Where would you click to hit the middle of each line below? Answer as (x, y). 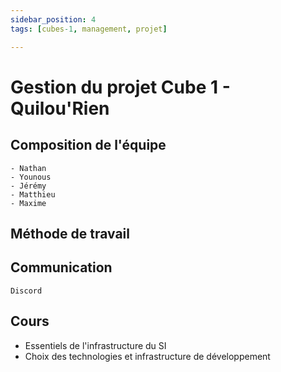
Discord (26, 291)
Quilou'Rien (60, 108)
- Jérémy (28, 186)
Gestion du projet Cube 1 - (120, 87)
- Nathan (28, 168)
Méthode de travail (70, 233)
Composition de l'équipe (88, 145)
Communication (61, 267)
